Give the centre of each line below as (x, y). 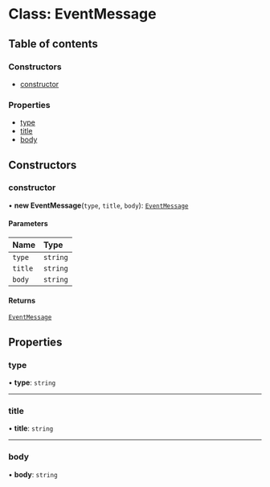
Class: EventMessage (82, 14)
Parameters (28, 224)
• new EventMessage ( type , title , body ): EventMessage (98, 205)
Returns (22, 300)
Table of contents (53, 44)
